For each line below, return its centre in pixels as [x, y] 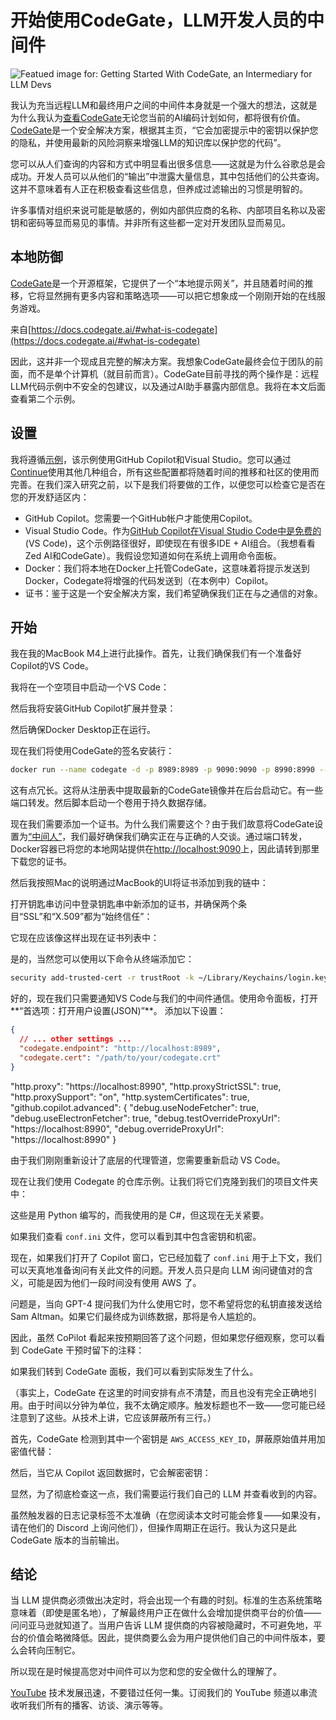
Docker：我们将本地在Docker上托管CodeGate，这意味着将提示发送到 [167, 568]
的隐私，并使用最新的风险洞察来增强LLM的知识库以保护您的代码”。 [148, 142]
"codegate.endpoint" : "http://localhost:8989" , [120, 1048]
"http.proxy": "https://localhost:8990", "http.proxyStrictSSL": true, [146, 1086]
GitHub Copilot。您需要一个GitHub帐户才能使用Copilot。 [141, 518]
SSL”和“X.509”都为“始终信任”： [88, 917]
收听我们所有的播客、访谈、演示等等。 [89, 1705]
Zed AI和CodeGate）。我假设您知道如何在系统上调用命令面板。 [153, 555]
